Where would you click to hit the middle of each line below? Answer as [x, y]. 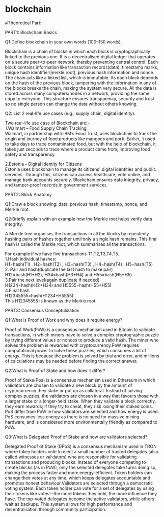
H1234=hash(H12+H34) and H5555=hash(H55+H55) [58, 285]
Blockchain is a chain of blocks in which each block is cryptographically [78, 51]
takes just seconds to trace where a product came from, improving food [78, 149]
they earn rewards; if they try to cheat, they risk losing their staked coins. [79, 406]
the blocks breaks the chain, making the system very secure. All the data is [81, 88]
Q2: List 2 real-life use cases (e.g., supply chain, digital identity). [70, 113]
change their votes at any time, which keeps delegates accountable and [78, 478]
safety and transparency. [30, 154]
